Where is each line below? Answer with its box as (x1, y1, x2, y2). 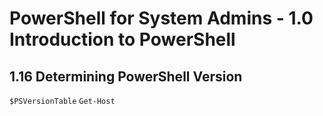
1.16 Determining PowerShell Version (9, 68, 243, 85)
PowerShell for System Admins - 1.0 (9, 7, 314, 30)
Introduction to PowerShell (9, 28, 236, 51)
